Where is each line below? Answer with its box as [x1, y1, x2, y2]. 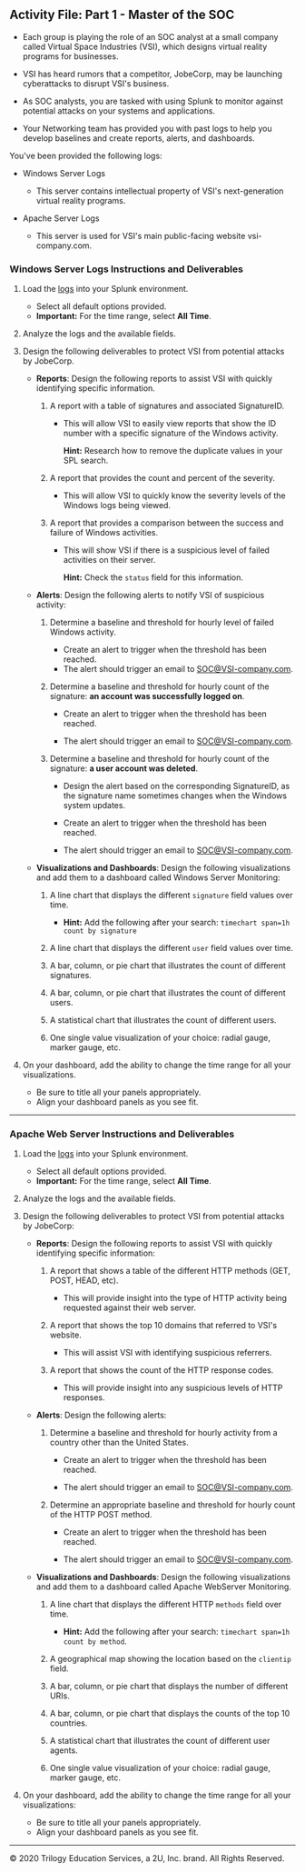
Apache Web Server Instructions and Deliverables [9, 1127, 235, 1140]
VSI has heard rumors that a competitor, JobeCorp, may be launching [22, 68, 283, 79]
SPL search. [63, 455, 109, 466]
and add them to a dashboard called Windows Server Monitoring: [35, 872, 280, 883]
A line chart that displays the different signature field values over [49, 890, 293, 901]
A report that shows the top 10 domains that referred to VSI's [49, 1320, 278, 1331]
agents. [49, 1745, 79, 1756]
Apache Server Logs [22, 213, 100, 224]
